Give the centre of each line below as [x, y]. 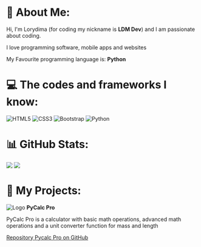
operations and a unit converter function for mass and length [83, 225]
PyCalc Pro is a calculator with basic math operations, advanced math [94, 219]
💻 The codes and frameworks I [87, 85]
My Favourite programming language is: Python [66, 59]
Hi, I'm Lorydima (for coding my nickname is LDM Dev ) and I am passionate [101, 29]
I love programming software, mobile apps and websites [77, 47]
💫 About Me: [38, 12]
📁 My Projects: [44, 191]
